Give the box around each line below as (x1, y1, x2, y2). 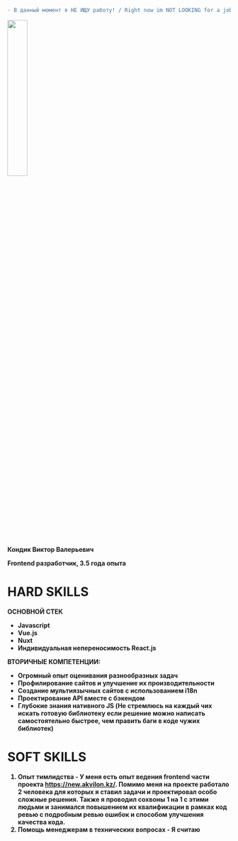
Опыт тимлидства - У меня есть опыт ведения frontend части (17, 772, 210, 781)
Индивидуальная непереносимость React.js (17, 644, 157, 652)
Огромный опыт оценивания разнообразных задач (17, 671, 178, 680)
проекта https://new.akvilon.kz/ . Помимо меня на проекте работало (17, 780, 229, 788)
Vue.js (17, 629, 38, 637)
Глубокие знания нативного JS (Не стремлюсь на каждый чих (17, 701, 212, 710)
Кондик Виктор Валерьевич (7, 545, 94, 553)
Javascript (17, 621, 50, 629)
